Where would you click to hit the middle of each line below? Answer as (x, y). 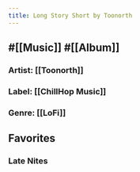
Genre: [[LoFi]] (37, 113)
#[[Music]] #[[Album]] (64, 48)
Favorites (32, 138)
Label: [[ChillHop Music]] (57, 91)
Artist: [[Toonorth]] (46, 70)
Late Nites (28, 161)
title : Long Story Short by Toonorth (70, 15)
